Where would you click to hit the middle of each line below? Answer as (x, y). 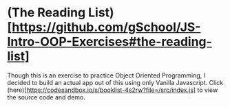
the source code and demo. (46, 97)
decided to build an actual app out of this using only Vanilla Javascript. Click (115, 82)
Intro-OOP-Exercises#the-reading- (109, 42)
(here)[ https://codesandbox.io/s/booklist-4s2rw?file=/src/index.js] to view (113, 90)
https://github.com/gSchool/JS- (106, 27)
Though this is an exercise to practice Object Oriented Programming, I (106, 75)
